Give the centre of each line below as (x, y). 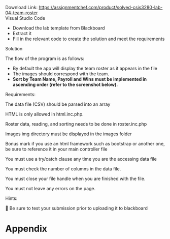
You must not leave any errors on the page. (50, 188)
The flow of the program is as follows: (45, 58)
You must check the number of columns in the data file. (63, 169)
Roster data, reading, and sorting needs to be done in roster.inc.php (76, 124)
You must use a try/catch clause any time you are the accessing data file (81, 159)
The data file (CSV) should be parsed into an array (58, 104)
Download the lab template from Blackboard (59, 28)
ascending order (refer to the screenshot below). (65, 84)
